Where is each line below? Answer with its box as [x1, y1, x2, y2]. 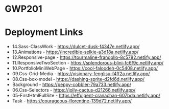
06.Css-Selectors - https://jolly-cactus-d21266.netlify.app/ [12, 87, 136, 93]
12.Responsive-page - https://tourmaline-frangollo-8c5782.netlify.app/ [12, 54, 161, 60]
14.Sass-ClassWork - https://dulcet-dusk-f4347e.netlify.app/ [12, 43, 140, 50]
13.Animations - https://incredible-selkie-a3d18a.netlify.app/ [12, 49, 139, 55]
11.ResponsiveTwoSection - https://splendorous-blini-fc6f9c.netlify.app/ [12, 60, 164, 66]
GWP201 [5, 3, 42, 15]
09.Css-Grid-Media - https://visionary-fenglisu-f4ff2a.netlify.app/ [12, 71, 150, 77]
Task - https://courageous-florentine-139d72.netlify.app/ [12, 98, 132, 104]
